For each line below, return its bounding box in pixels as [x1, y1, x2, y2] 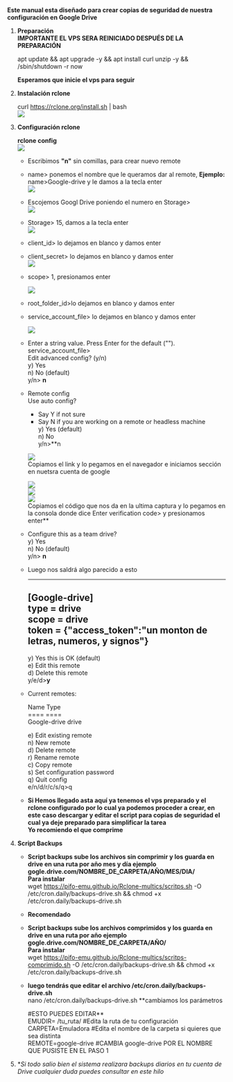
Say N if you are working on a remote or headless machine [37, 418, 206, 425]
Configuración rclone [17, 123, 80, 131]
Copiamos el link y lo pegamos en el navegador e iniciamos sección [27, 460, 222, 468]
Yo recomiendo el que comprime [27, 825, 123, 834]
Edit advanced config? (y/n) [27, 354, 107, 362]
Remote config [27, 389, 70, 398]
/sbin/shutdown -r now [17, 62, 83, 70]
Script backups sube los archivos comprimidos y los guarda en [27, 923, 213, 932]
